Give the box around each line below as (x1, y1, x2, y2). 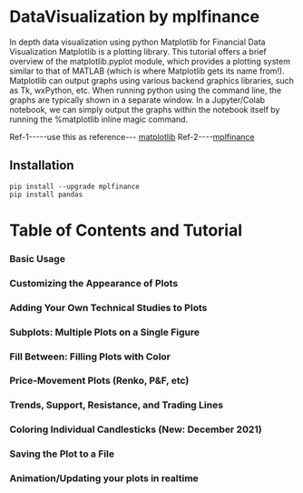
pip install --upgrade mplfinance (9, 182, 141, 191)
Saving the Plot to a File (9, 448, 115, 460)
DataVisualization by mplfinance (9, 6, 260, 27)
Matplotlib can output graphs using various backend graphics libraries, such (9, 75, 295, 86)
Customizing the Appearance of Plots (9, 277, 179, 289)
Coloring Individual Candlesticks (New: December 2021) (9, 423, 262, 436)
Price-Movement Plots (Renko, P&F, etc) (9, 375, 190, 387)
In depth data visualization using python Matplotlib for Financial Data (9, 36, 266, 47)
